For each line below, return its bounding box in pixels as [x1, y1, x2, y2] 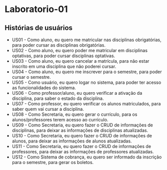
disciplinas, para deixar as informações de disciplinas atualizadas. [11, 127, 148, 133]
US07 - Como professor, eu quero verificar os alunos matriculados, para [11, 101, 161, 106]
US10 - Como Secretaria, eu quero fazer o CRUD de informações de [11, 133, 152, 138]
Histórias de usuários [4, 24, 73, 32]
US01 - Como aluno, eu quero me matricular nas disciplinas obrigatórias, [11, 37, 161, 43]
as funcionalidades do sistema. [11, 85, 76, 91]
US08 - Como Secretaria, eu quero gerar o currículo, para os [11, 111, 137, 117]
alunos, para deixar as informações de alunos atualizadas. [11, 138, 132, 144]
